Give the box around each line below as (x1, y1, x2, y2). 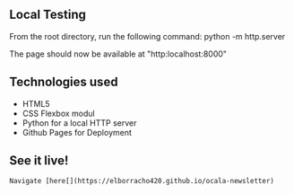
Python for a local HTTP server (22, 117, 137, 128)
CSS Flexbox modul (22, 108, 96, 119)
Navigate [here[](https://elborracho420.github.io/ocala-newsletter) (9, 177, 275, 186)
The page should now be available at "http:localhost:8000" (9, 48, 227, 59)
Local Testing (9, 7, 87, 22)
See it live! (9, 153, 69, 169)
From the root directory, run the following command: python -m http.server (9, 31, 286, 41)
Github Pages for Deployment (22, 127, 133, 137)
